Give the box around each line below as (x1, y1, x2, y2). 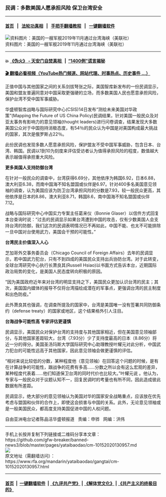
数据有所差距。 (5, 383, 36, 389)
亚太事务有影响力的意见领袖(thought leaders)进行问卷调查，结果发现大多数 (5, 119, 158, 125)
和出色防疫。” (5, 291, 31, 297)
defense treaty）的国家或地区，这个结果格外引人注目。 (13, 308, 126, 314)
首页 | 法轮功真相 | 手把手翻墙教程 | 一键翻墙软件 (5, 23, 115, 29)
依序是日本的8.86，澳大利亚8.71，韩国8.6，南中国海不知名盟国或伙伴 (9, 194, 150, 200)
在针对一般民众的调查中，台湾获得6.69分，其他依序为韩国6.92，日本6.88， (5, 175, 158, 181)
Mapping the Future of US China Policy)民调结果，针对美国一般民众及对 (13, 113, 159, 119)
